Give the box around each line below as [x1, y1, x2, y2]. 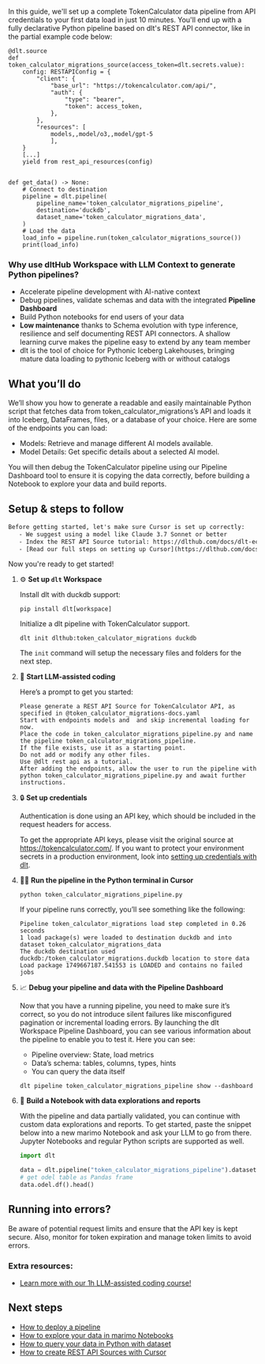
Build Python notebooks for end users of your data [19, 312, 185, 322]
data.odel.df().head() [19, 1181, 95, 1189]
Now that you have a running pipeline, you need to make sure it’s [19, 1001, 230, 1011]
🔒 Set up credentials [19, 793, 88, 803]
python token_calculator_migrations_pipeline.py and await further [19, 772, 246, 780]
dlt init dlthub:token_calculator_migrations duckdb [19, 634, 197, 643]
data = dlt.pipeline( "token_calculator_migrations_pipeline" [19, 1166, 226, 1174]
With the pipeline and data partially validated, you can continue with [19, 1111, 241, 1121]
